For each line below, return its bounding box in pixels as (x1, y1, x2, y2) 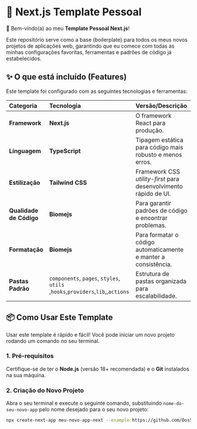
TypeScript (49, 147, 81, 155)
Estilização (9, 178, 40, 187)
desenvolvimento (135, 182, 183, 190)
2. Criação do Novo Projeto (6, 386, 84, 394)
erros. (135, 158, 152, 166)
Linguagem (9, 147, 41, 155)
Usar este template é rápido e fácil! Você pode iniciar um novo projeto (6, 331, 175, 338)
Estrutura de (135, 270, 170, 278)
